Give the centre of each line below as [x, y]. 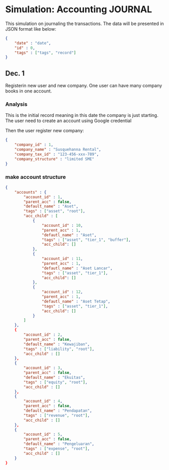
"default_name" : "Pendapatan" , [58, 411]
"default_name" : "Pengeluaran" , [59, 444]
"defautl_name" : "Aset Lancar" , [77, 268]
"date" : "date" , [33, 43]
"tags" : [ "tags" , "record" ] [45, 53]
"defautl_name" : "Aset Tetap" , [76, 301]
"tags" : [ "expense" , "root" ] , [57, 449]
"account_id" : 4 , [43, 401]
